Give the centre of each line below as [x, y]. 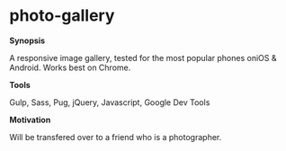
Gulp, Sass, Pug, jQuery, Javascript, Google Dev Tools [110, 102]
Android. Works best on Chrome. [70, 67]
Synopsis [27, 40]
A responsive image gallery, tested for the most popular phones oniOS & [143, 58]
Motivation [30, 120]
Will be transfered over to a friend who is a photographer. [116, 137]
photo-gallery [62, 16]
